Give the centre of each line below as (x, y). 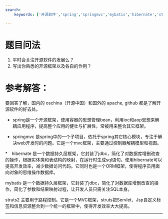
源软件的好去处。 (23, 109)
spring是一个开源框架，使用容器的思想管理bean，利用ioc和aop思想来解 (86, 120)
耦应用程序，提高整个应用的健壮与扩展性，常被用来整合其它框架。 (80, 126)
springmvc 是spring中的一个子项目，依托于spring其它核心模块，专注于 (85, 137)
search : (13, 10)
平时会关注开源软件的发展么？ (43, 60)
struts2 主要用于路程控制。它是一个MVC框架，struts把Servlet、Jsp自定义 (81, 200)
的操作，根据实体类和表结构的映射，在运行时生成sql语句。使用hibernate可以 (84, 160)
